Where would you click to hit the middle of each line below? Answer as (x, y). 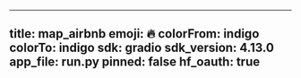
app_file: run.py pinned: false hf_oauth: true (135, 62)
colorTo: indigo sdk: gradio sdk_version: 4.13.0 (142, 48)
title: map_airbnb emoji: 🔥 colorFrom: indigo (134, 34)
